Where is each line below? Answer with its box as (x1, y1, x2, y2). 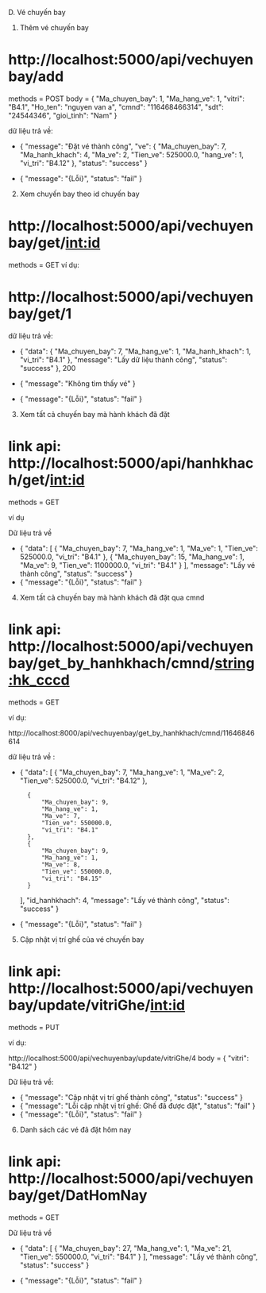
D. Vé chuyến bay (8, 8, 66, 17)
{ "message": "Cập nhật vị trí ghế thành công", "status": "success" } (19, 1092, 244, 1102)
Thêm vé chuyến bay (19, 23, 89, 32)
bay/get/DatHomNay (8, 1186, 148, 1204)
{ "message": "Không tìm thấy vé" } (19, 378, 137, 388)
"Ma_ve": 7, (40, 812, 81, 820)
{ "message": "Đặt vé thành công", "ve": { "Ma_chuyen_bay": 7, (19, 141, 227, 151)
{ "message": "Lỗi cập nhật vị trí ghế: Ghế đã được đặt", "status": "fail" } (19, 1101, 256, 1110)
